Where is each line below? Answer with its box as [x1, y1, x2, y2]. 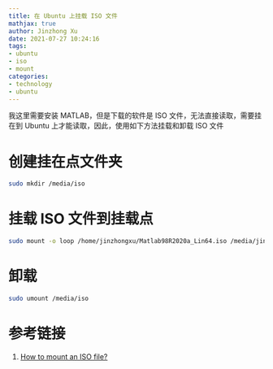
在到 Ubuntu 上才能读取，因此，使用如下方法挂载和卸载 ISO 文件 [8, 121, 224, 131]
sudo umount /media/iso [8, 294, 89, 302]
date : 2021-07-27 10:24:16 [8, 34, 100, 43]
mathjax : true [8, 20, 57, 28]
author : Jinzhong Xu [8, 27, 79, 35]
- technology [8, 80, 53, 88]
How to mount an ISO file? [19, 351, 108, 362]
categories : [8, 72, 49, 80]
